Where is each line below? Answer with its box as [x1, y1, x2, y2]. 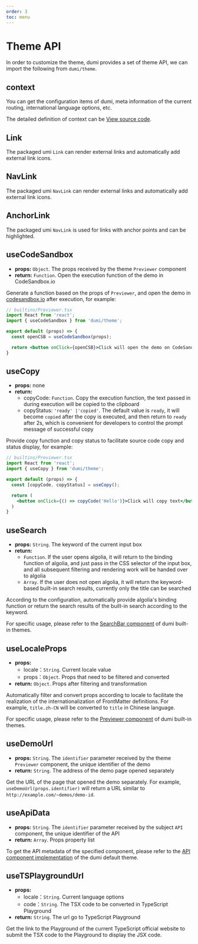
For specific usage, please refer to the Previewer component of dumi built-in [6, 715, 192, 722]
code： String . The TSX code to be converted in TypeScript [23, 901, 169, 908]
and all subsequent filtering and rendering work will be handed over [23, 566, 188, 573]
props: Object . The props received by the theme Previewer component [14, 265, 187, 272]
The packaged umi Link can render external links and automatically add [6, 148, 180, 156]
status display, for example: [6, 443, 73, 451]
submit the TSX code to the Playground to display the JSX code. [6, 932, 162, 939]
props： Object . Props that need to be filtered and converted [23, 673, 170, 681]
